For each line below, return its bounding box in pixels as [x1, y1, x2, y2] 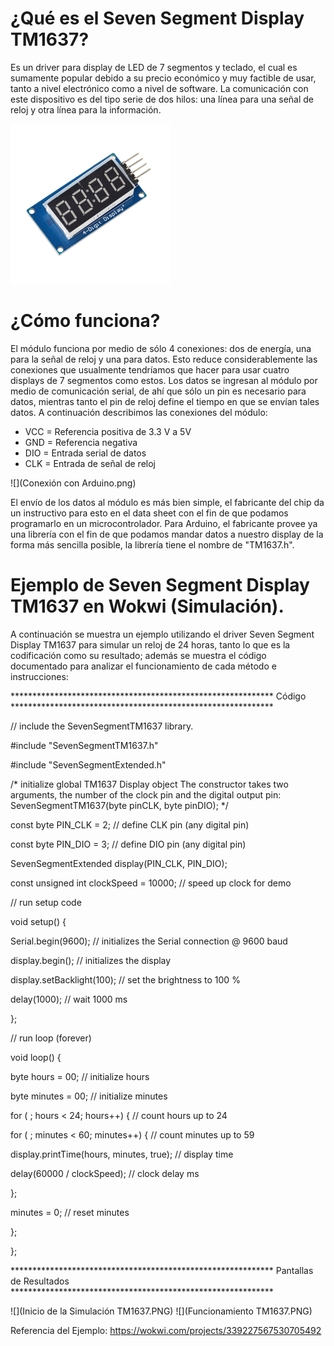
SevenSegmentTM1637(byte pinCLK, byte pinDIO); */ [10, 799, 229, 811]
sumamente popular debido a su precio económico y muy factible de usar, [10, 72, 317, 84]
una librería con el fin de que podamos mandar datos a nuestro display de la [10, 528, 324, 540]
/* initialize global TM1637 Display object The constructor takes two [10, 778, 289, 790]
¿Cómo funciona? [10, 310, 161, 332]
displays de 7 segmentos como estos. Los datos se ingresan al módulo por [10, 374, 318, 386]
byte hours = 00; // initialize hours [10, 1070, 150, 1082]
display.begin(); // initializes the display [10, 954, 172, 966]
